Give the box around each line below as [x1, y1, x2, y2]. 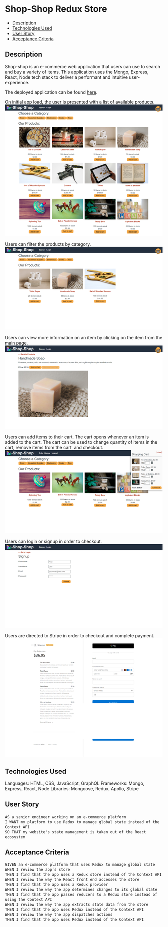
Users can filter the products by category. [5, 241, 91, 247]
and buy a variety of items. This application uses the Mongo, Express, [5, 69, 149, 75]
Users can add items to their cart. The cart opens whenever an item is [5, 434, 149, 440]
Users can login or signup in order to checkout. [5, 538, 102, 545]
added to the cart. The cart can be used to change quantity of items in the [5, 439, 158, 445]
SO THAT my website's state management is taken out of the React [5, 829, 146, 834]
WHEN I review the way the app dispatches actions [5, 912, 113, 917]
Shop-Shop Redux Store [5, 3, 107, 15]
